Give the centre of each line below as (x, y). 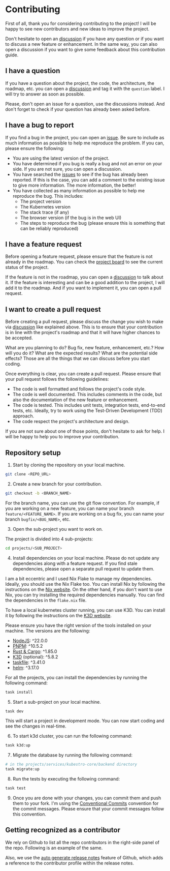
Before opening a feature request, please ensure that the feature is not (79, 257)
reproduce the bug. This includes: (48, 196)
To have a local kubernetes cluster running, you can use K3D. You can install (85, 610)
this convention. (29, 814)
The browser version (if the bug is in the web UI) (71, 218)
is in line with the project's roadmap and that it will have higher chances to (83, 333)
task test (16, 788)
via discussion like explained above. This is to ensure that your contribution (84, 327)
